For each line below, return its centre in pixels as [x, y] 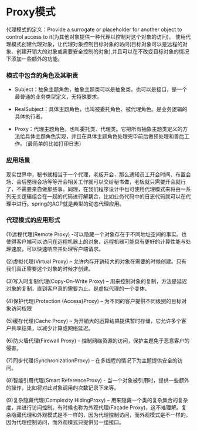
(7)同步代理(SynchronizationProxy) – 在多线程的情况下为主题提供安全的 [92, 360]
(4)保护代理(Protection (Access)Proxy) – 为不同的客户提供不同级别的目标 [94, 301]
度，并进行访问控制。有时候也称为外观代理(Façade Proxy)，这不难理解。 [94, 407]
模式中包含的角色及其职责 [42, 75]
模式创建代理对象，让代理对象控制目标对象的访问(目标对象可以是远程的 [97, 44]
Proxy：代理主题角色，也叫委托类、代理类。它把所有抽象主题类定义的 [98, 129]
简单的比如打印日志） [58, 144]
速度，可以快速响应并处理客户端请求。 [57, 249]
